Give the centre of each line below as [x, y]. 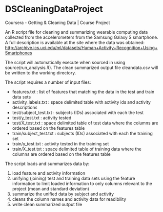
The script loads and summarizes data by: [47, 164]
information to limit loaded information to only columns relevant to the [82, 183]
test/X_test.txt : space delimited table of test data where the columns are [85, 123]
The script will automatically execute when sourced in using [65, 62]
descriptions [25, 107]
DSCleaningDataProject [54, 9]
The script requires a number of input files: [48, 82]
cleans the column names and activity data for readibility [69, 199]
